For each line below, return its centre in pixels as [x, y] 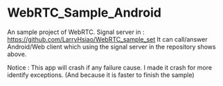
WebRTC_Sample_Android [84, 13]
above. [17, 54]
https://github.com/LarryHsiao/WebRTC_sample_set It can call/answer [107, 39]
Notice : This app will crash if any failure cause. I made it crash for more [110, 67]
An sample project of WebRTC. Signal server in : [76, 32]
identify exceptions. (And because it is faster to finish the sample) [101, 75]
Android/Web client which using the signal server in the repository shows [111, 46]
